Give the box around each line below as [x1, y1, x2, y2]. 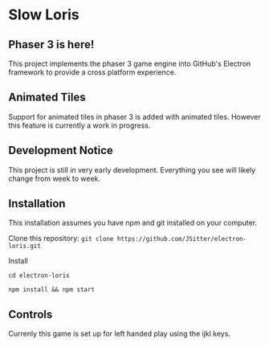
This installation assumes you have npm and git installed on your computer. [8, 218, 258, 228]
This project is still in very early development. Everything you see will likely [8, 165, 256, 174]
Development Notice [8, 144, 114, 157]
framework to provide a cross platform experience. [8, 67, 177, 77]
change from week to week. [8, 173, 101, 183]
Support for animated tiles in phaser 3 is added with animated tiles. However [8, 112, 261, 121]
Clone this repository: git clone [8, 234, 114, 243]
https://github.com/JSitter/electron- [116, 235, 247, 243]
